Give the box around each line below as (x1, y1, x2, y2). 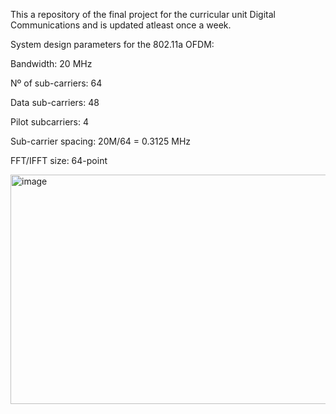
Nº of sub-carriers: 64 (10, 77, 103, 89)
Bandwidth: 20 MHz (10, 58, 93, 69)
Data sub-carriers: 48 (10, 97, 100, 108)
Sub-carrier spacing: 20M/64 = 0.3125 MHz (10, 135, 192, 147)
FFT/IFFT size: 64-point (10, 155, 108, 166)
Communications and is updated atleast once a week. (10, 19, 232, 31)
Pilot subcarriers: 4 (10, 116, 89, 128)
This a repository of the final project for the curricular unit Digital (10, 9, 276, 20)
